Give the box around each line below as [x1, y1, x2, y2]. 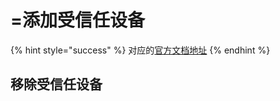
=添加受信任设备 [10, 9, 146, 32]
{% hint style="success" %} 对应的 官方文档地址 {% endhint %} [10, 44, 271, 56]
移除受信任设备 [10, 76, 103, 93]
